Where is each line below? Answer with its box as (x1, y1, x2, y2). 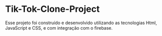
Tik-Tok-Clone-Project (5, 3, 100, 15)
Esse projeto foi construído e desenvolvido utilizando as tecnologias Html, (5, 20, 157, 26)
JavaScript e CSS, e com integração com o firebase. (5, 25, 113, 31)
